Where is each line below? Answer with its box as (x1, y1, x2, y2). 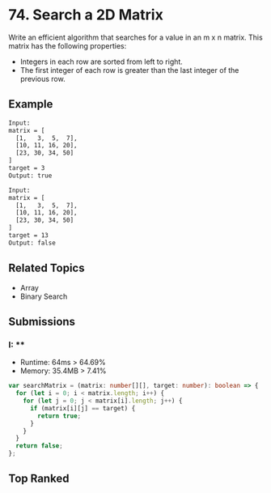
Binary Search (19, 291, 68, 301)
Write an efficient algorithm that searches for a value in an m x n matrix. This (8, 32, 263, 42)
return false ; (15, 442, 63, 450)
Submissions (8, 314, 75, 329)
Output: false (8, 239, 57, 247)
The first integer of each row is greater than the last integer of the (19, 65, 239, 74)
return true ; (37, 411, 82, 420)
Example (8, 97, 53, 111)
